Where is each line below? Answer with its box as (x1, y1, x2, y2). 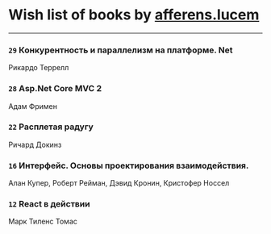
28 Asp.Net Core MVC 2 (8, 83, 102, 94)
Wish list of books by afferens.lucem (8, 6, 260, 24)
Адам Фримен (8, 101, 58, 111)
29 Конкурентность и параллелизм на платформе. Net (8, 44, 233, 56)
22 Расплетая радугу (8, 121, 94, 132)
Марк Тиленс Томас (8, 216, 78, 227)
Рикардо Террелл (8, 63, 69, 73)
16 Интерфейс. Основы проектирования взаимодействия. (8, 160, 249, 171)
